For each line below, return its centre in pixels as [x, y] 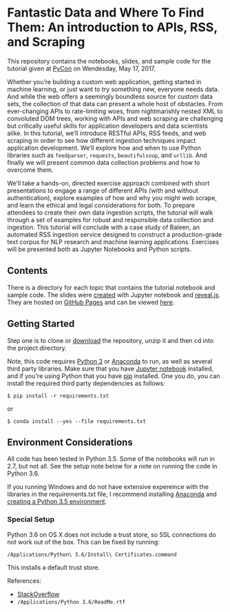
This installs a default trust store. [53, 567]
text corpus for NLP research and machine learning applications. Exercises [113, 241]
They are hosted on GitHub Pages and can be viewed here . [91, 302]
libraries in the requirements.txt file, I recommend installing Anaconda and [112, 494]
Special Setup [31, 520]
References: [24, 580]
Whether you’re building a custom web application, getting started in [104, 81]
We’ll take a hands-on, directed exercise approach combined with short [108, 183]
